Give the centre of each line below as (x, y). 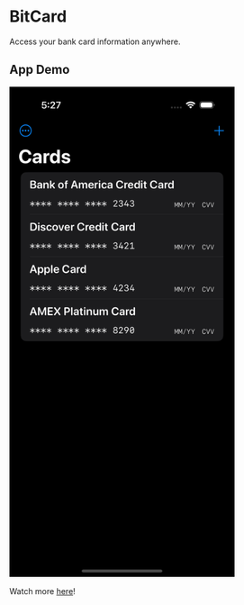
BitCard (38, 17)
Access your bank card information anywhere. (95, 41)
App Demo (40, 70)
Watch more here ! (43, 591)
